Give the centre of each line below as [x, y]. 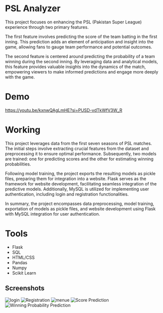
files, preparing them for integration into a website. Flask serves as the [76, 179]
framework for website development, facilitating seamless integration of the [81, 184]
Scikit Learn [24, 273]
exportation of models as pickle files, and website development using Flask [80, 209]
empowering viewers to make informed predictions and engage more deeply [82, 72]
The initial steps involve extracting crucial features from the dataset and [77, 148]
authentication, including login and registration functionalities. [67, 194]
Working [23, 130]
